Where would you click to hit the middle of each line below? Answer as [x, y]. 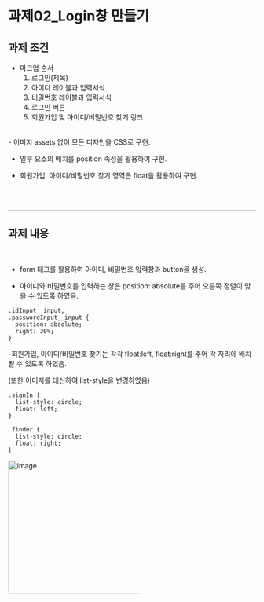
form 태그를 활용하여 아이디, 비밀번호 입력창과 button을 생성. [113, 269]
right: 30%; [35, 331]
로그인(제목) [50, 78]
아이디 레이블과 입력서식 [68, 88]
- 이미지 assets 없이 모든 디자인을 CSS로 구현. [79, 142]
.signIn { [24, 395]
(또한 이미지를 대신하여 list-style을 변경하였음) [79, 380]
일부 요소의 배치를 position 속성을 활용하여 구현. [93, 159]
